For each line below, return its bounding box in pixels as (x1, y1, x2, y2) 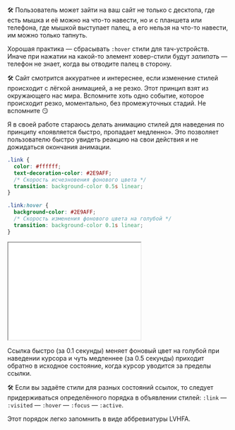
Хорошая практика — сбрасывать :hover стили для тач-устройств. (7, 45, 210, 53)
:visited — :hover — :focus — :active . (7, 400, 123, 409)
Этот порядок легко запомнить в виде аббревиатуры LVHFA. (7, 414, 191, 423)
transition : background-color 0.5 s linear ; (13, 182, 143, 190)
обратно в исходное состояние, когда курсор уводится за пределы (7, 361, 212, 370)
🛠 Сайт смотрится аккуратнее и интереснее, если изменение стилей (7, 74, 219, 82)
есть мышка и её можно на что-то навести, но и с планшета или (7, 16, 203, 24)
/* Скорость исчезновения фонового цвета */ (13, 176, 147, 183)
